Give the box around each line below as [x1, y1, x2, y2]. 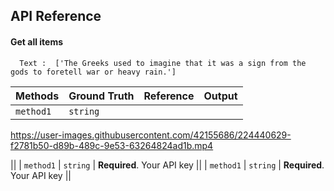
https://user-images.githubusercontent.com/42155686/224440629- [10, 129, 292, 141]
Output [203, 89, 238, 103]
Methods [15, 89, 60, 103]
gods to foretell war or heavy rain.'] [10, 67, 177, 77]
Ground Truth [68, 89, 135, 103]
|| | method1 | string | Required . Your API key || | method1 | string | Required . [10, 159, 325, 171]
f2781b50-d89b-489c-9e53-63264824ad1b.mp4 [10, 139, 214, 151]
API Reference [10, 8, 102, 25]
